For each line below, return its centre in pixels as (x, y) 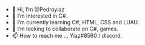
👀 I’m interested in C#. (40, 16)
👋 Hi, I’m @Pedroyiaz (38, 9)
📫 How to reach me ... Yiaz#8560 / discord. (67, 36)
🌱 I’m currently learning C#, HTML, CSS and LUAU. (76, 22)
